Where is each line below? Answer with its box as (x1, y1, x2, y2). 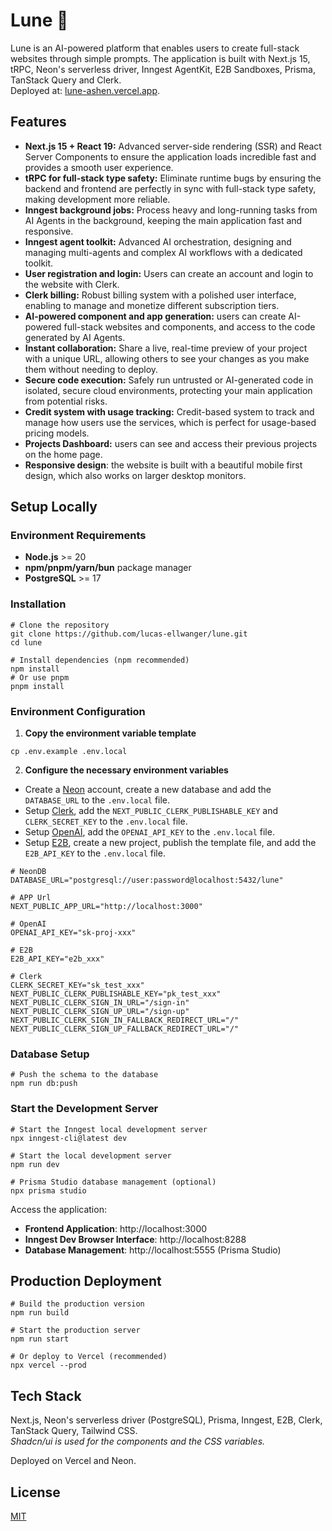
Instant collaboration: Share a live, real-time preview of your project (24, 342, 308, 354)
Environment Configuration (10, 704, 146, 718)
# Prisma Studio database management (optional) (10, 1177, 217, 1187)
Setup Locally (10, 499, 98, 516)
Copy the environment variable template (24, 727, 197, 739)
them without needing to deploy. (24, 363, 159, 375)
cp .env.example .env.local (10, 747, 128, 757)
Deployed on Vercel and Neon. (10, 1455, 137, 1467)
